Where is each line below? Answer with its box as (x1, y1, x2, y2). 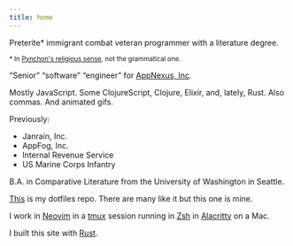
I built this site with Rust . (9, 227, 98, 238)
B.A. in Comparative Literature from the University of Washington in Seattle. (9, 176, 285, 187)
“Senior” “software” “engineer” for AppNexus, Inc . (9, 70, 192, 81)
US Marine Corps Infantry (21, 158, 116, 169)
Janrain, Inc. (21, 130, 68, 142)
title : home (9, 12, 53, 22)
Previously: (9, 113, 50, 124)
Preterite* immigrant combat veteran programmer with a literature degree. (9, 37, 279, 48)
